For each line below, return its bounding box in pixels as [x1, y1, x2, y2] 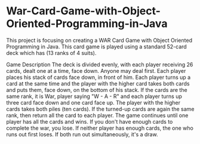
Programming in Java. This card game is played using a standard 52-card [6, 43, 187, 50]
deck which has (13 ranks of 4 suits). [6, 49, 97, 56]
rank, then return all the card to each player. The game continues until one [6, 112, 189, 119]
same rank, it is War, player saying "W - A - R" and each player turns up [6, 93, 182, 100]
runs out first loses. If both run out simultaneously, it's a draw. [6, 130, 158, 138]
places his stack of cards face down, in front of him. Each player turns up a [6, 73, 191, 81]
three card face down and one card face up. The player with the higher [6, 99, 181, 106]
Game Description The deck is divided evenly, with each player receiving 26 [6, 61, 193, 68]
